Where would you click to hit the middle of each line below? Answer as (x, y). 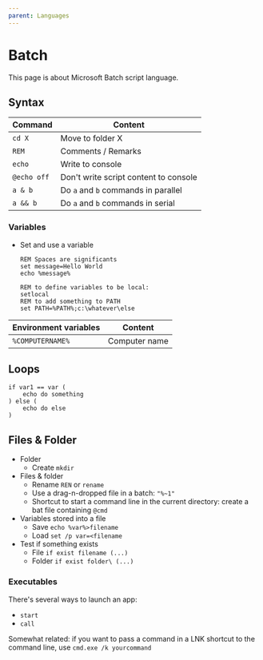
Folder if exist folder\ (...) (83, 561)
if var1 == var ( (37, 388)
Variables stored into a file (63, 519)
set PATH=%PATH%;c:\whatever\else (77, 308)
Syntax (26, 102)
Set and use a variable (57, 245)
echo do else (44, 408)
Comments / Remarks (101, 151)
